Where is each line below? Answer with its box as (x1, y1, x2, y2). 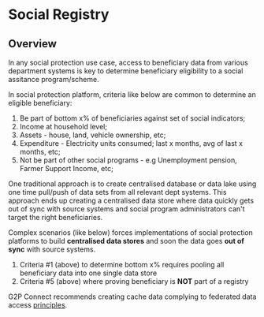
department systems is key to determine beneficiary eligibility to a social (8, 66, 244, 76)
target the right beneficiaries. (8, 213, 103, 222)
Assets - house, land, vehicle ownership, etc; (19, 130, 166, 140)
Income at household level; (19, 122, 108, 131)
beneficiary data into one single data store (19, 268, 158, 278)
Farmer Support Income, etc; (19, 164, 114, 173)
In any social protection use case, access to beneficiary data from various (8, 58, 248, 67)
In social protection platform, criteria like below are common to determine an (8, 90, 256, 99)
